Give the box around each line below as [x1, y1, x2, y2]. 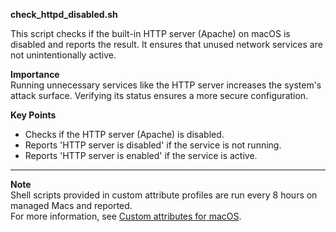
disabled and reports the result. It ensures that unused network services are [10, 39, 323, 50]
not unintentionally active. [10, 49, 117, 61]
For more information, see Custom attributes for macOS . [10, 210, 242, 222]
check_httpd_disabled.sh [10, 9, 118, 20]
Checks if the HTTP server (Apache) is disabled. [24, 129, 225, 140]
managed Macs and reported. [10, 200, 133, 211]
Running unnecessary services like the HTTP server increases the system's [10, 79, 322, 91]
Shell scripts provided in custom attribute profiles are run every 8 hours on [10, 189, 318, 201]
